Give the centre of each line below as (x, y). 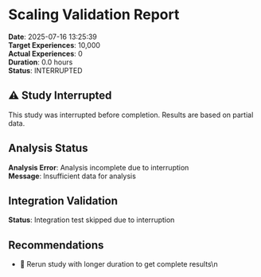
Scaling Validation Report (94, 15)
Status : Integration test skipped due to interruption (92, 220)
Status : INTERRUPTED (45, 70)
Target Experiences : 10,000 (55, 45)
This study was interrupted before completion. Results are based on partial (131, 115)
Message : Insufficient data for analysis (72, 176)
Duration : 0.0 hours (41, 62)
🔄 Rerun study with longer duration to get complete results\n (119, 264)
